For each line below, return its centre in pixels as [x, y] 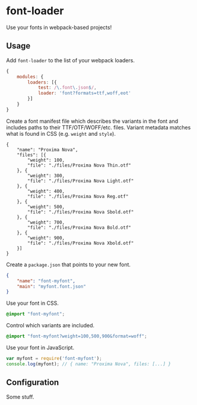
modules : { [30, 76]
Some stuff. [20, 397]
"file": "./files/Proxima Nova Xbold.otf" [81, 243]
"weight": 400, [46, 191]
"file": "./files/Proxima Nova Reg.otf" [78, 196]
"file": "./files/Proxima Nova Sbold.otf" [81, 212]
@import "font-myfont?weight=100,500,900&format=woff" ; [77, 336]
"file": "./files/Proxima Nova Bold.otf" [80, 227]
